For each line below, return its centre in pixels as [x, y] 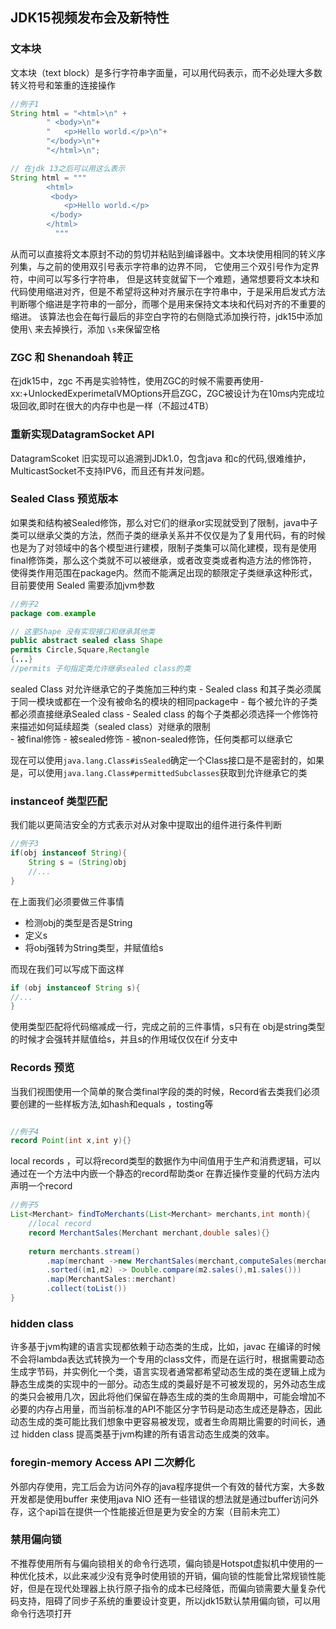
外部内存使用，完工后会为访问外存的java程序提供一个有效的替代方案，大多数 [167, 1486]
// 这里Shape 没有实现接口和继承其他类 [82, 631]
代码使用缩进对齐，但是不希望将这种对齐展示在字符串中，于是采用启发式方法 [168, 291]
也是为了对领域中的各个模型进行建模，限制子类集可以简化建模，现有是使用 [163, 547]
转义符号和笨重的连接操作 [63, 85]
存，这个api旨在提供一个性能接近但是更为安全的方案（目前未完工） [148, 1511]
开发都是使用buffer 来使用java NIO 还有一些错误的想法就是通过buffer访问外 [164, 1499]
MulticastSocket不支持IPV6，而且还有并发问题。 [110, 470]
